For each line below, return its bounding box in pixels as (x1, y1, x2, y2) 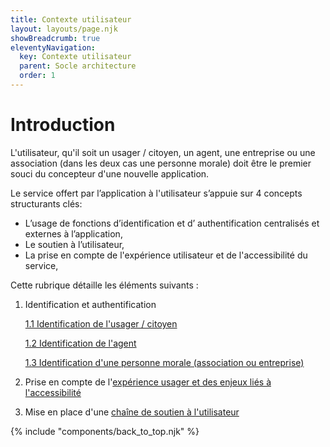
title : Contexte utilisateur (10, 14, 132, 25)
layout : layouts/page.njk (10, 24, 118, 34)
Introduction (10, 114, 116, 136)
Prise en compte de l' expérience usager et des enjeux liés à (24, 376, 272, 388)
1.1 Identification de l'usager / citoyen (24, 317, 178, 330)
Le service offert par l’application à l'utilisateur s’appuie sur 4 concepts (10, 187, 303, 199)
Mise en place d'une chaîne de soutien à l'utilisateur (24, 406, 240, 418)
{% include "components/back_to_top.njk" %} (10, 425, 200, 437)
